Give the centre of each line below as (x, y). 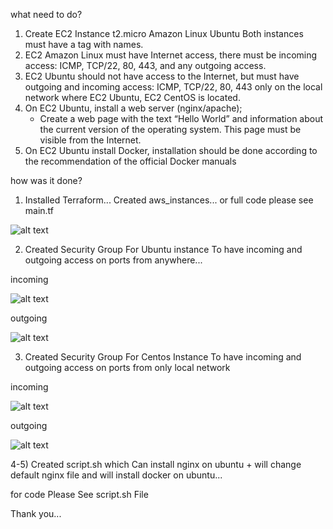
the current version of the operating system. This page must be (170, 129)
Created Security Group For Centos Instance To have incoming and (163, 357)
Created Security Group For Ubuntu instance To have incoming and (163, 249)
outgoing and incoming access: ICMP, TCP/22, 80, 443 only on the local (173, 87)
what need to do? (46, 14)
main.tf (39, 210)
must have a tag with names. (84, 44)
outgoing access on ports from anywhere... (113, 260)
